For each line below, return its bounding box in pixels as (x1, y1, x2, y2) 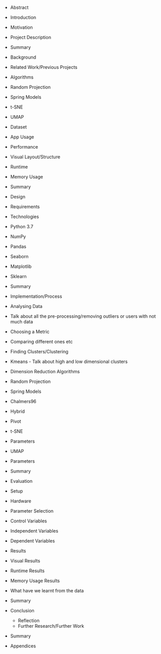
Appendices (10, 643, 36, 649)
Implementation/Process (10, 293, 63, 299)
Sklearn (10, 274, 27, 279)
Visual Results (10, 558, 40, 564)
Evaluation (10, 478, 33, 484)
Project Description (10, 34, 51, 40)
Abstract (10, 5, 29, 10)
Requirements (10, 204, 40, 210)
